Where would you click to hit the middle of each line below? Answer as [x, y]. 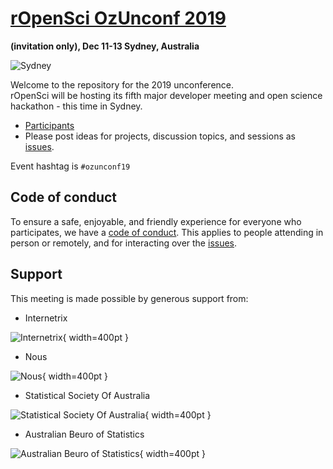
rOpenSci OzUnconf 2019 [118, 18]
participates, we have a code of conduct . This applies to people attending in [167, 232]
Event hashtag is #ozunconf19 [70, 166]
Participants [49, 125]
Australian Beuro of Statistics [84, 434]
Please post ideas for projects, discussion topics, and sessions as [160, 136]
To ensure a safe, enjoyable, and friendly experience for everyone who [156, 221]
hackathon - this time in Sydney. [76, 106]
